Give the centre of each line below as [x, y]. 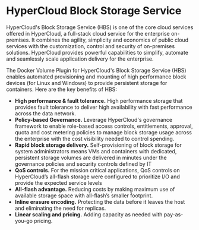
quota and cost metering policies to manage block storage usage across [103, 132]
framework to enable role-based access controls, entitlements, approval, [104, 126]
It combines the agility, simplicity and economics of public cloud [110, 40]
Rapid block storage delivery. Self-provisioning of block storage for [98, 145]
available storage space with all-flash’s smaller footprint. [84, 196]
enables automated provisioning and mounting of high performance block [96, 77]
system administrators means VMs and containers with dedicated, [96, 151]
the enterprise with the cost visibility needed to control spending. [94, 138]
